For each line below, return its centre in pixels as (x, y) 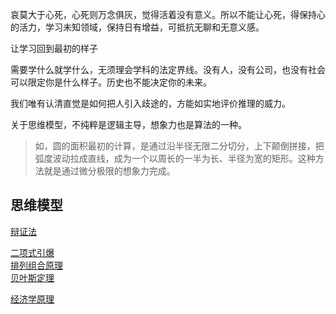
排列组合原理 (36, 265)
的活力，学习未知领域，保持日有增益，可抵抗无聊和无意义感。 (137, 27)
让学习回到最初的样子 (54, 48)
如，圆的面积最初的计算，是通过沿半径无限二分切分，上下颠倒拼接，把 (179, 146)
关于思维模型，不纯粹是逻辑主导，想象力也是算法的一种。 (128, 124)
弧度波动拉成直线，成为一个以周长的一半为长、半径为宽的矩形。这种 (175, 158)
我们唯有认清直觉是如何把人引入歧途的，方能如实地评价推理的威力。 (150, 103)
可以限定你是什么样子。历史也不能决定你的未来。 (111, 82)
